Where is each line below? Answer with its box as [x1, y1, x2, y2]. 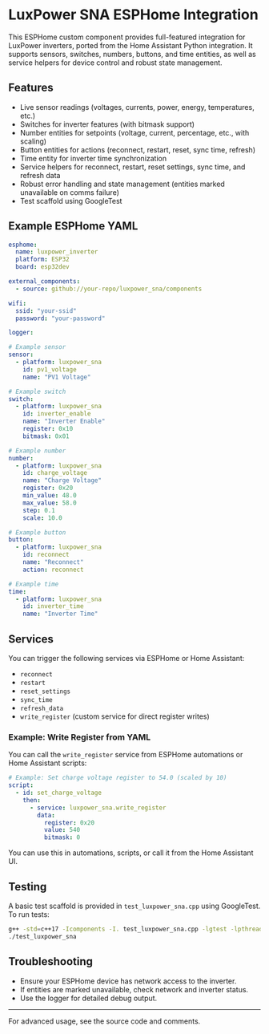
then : [22, 796, 42, 804]
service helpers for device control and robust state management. [8, 58, 223, 67]
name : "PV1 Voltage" [22, 373, 91, 381]
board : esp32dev [15, 263, 70, 271]
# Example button [8, 528, 66, 537]
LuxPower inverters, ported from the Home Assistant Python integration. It [8, 40, 253, 50]
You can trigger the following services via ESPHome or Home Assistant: [8, 654, 245, 663]
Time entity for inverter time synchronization [19, 153, 167, 163]
